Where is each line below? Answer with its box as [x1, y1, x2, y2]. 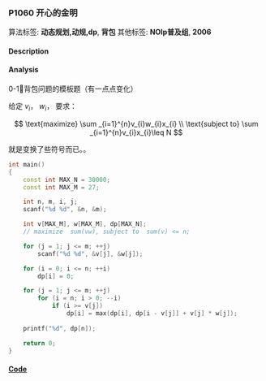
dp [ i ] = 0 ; [37, 272, 75, 280]
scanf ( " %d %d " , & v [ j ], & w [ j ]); [37, 249, 144, 258]
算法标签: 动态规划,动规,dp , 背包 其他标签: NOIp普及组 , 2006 [8, 27, 212, 37]
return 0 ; [23, 339, 57, 347]
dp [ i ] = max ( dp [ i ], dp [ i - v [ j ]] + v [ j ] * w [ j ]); [66, 310, 238, 318]
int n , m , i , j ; [23, 197, 79, 206]
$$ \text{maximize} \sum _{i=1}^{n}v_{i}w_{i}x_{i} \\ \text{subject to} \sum [14, 119, 259, 128]
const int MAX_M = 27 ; [23, 183, 100, 192]
